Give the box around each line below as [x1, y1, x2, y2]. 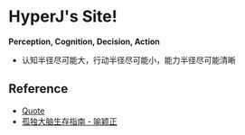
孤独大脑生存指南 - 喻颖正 [21, 115, 118, 127]
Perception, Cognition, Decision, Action [8, 36, 160, 47]
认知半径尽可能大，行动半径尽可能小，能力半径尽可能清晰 [21, 54, 236, 65]
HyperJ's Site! [8, 6, 118, 27]
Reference [8, 81, 69, 96]
